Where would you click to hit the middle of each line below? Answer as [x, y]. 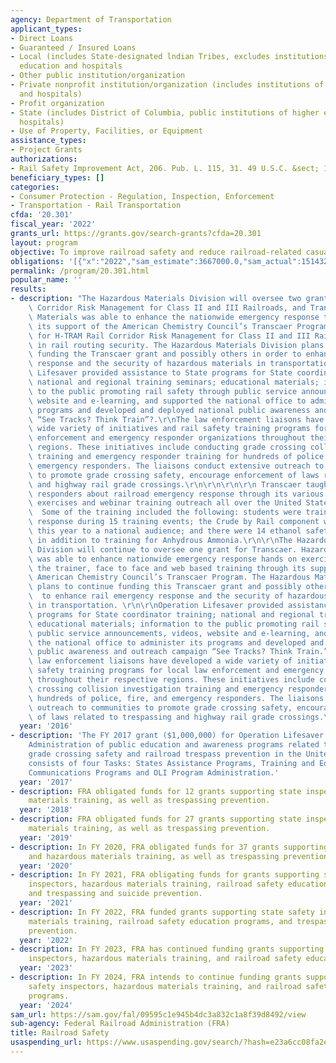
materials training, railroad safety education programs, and [160, 921]
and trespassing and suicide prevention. [115, 894]
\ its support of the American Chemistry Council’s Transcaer [160, 326]
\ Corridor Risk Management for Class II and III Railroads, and [167, 308]
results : [28, 289]
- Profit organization [57, 103]
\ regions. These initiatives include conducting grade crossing [167, 447]
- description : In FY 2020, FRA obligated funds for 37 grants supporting [169, 847]
